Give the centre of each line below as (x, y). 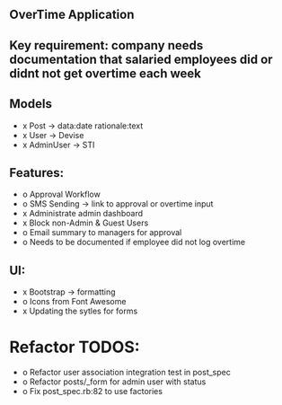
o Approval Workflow (61, 194)
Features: (37, 173)
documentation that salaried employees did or (141, 59)
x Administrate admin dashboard (83, 214)
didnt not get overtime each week (106, 73)
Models (31, 104)
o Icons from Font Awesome (74, 302)
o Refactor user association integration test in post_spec (126, 373)
